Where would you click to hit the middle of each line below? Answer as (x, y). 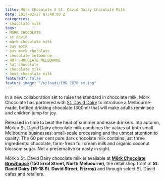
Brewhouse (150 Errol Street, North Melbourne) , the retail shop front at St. (82, 163)
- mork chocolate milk (28, 42)
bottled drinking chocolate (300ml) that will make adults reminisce (87, 108)
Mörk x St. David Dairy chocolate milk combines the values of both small (79, 127)
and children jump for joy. (31, 113)
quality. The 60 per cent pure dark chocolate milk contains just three (75, 138)
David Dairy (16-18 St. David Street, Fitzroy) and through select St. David (80, 169)
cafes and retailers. (25, 174)
